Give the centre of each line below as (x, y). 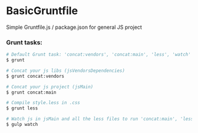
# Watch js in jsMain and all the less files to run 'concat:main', (92, 119)
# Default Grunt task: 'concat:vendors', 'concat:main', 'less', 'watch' (99, 55)
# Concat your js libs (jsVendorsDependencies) (66, 71)
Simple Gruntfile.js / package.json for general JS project (74, 27)
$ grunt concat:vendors (35, 76)
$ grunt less (22, 108)
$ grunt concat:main (32, 92)
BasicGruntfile (42, 11)
